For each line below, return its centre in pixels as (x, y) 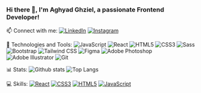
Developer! (23, 17)
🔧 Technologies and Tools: (39, 45)
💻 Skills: (17, 84)
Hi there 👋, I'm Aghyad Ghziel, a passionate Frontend (85, 10)
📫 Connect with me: (32, 31)
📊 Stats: (17, 69)
